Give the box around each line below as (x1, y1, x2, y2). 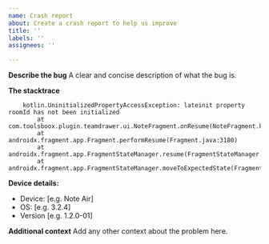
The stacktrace (8, 86, 60, 96)
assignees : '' (8, 42, 56, 50)
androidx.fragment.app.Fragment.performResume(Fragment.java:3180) (8, 137, 239, 145)
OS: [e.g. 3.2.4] (19, 202, 71, 212)
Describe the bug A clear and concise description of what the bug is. (8, 70, 237, 80)
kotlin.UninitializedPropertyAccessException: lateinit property (22, 102, 246, 110)
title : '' (8, 26, 42, 34)
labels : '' (8, 34, 45, 42)
